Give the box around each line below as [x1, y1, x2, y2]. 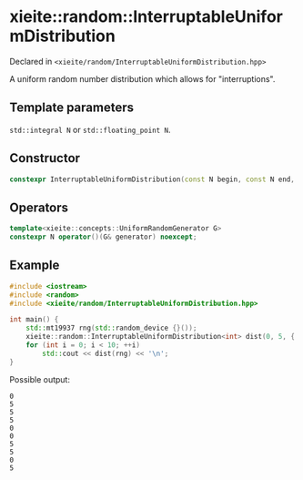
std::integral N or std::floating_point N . [9, 124, 171, 135]
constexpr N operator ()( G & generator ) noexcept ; [9, 232, 197, 242]
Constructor [9, 150, 80, 166]
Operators [9, 199, 69, 215]
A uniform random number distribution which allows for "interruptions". [9, 73, 276, 84]
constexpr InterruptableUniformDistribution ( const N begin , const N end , [9, 175, 296, 184]
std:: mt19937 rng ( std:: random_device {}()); [25, 323, 197, 333]
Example [9, 258, 60, 273]
